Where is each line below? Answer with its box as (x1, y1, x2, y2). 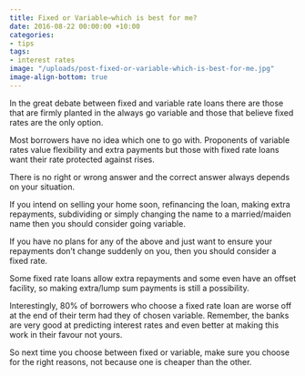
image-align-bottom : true (9, 73, 107, 82)
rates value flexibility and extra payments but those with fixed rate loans (9, 144, 280, 155)
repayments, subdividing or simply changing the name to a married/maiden (9, 208, 291, 219)
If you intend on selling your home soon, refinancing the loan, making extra (9, 198, 291, 209)
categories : (9, 30, 55, 39)
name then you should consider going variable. (9, 218, 187, 229)
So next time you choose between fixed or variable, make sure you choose (9, 347, 290, 358)
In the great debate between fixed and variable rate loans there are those (9, 97, 284, 108)
